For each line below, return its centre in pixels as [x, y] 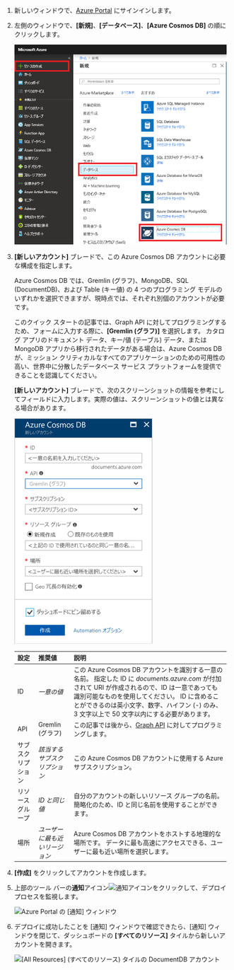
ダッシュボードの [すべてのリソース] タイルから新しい [141, 935]
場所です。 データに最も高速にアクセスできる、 [142, 842]
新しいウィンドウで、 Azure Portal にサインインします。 [94, 10]
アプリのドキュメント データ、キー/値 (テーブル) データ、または [115, 340]
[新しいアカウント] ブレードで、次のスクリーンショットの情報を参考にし [119, 390]
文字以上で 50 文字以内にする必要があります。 [146, 714]
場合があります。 [45, 408]
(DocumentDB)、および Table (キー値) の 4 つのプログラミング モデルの [118, 289]
